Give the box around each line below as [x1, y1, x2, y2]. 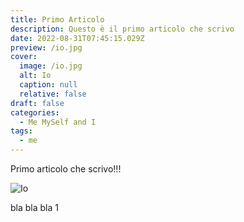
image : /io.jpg [19, 61, 83, 71]
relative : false [19, 89, 87, 99]
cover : [10, 52, 38, 62]
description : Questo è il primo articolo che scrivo [10, 24, 235, 34]
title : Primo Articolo [10, 14, 105, 25]
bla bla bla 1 [10, 202, 59, 213]
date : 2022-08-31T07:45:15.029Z [10, 33, 145, 43]
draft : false [10, 98, 65, 108]
